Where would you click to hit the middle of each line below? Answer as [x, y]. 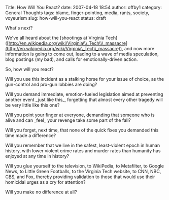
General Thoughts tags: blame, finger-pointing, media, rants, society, [77, 13]
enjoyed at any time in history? [37, 156]
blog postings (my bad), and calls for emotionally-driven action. [72, 59]
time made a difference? [31, 136]
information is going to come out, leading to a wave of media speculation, [82, 54]
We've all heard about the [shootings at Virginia [55, 38]
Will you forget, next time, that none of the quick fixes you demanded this [82, 130]
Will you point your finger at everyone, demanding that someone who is [80, 115]
